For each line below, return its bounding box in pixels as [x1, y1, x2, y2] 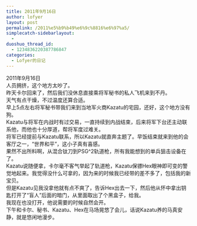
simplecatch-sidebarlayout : [6, 30, 75, 36]
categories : [6, 52, 35, 58]
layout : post [6, 19, 38, 25]
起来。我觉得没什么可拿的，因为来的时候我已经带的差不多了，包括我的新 [16, 169, 191, 176]
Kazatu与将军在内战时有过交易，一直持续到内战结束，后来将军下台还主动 [6, 118, 182, 125]
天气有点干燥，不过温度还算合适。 [6, 96, 89, 103]
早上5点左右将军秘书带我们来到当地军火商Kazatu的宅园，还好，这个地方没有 [6, 104, 191, 111]
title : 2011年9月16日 [6, 8, 56, 15]
